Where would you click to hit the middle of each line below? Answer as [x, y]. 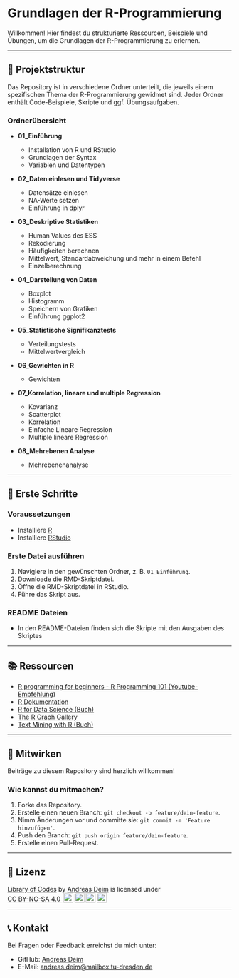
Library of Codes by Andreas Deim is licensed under [84, 889]
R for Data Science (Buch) [56, 710]
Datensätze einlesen [58, 193]
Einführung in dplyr [57, 208]
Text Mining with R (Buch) [55, 725]
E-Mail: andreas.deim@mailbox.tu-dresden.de [85, 967]
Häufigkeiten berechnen [64, 251]
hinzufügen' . [36, 828]
